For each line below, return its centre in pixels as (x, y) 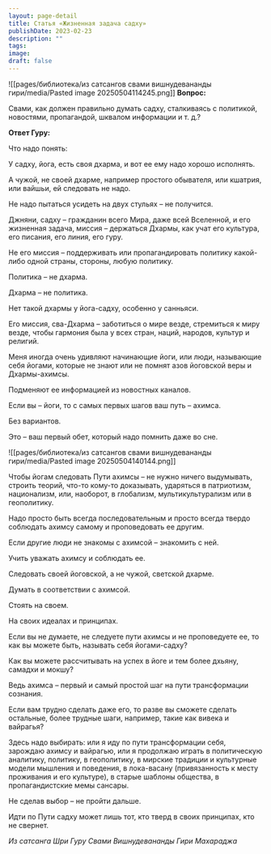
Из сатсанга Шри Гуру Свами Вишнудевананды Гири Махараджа (123, 841)
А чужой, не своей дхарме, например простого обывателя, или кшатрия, (135, 180)
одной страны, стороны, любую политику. (100, 261)
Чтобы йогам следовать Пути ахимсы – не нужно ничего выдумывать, (131, 476)
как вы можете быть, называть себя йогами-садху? (98, 645)
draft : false (30, 62)
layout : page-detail (43, 16)
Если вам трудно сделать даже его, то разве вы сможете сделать (123, 709)
